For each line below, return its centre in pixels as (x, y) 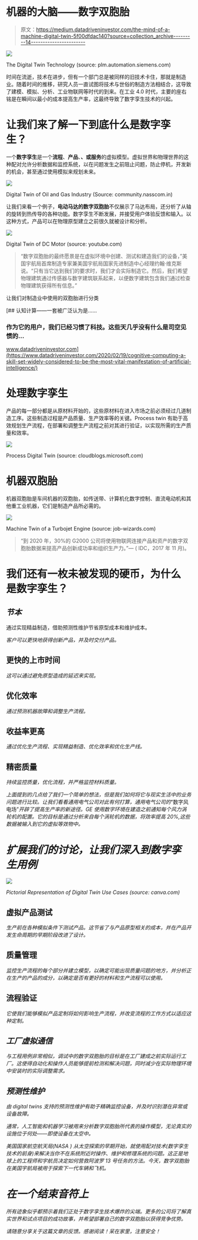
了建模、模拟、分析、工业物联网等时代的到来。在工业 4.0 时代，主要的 (91, 91)
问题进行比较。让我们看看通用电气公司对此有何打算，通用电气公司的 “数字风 (98, 802)
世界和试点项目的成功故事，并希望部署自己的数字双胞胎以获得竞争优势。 (98, 1219)
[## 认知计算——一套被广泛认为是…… (51, 310)
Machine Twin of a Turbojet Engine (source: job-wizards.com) (81, 529)
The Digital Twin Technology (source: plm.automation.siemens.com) (89, 65)
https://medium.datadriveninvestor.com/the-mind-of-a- (103, 29)
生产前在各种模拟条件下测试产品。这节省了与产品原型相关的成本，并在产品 (96, 928)
